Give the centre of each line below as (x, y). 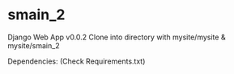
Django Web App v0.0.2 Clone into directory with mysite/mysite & (117, 37)
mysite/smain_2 (34, 45)
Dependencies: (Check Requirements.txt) (77, 61)
